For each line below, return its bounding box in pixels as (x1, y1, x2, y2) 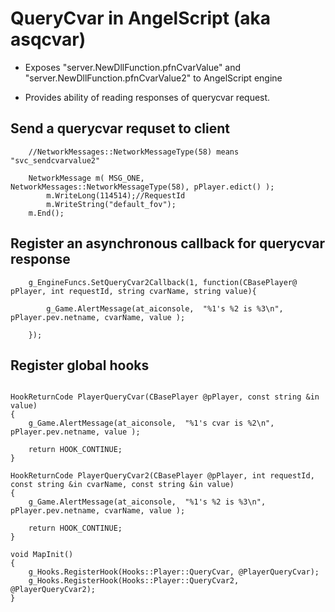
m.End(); (28, 208, 65, 218)
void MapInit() (10, 550, 74, 560)
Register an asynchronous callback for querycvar (10, 235, 325, 252)
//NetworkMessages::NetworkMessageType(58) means (28, 147, 240, 157)
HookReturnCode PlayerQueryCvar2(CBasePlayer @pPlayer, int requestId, (10, 471, 315, 481)
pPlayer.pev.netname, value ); (10, 427, 141, 437)
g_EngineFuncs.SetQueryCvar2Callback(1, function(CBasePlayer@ (28, 277, 298, 287)
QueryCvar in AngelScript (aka (10, 7, 271, 30)
